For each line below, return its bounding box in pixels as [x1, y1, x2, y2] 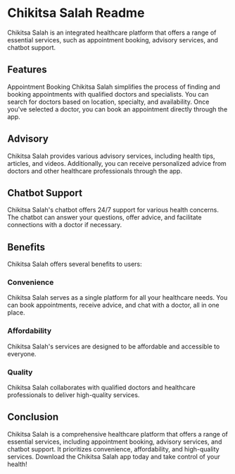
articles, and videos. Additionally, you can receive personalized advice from [7, 159, 227, 167]
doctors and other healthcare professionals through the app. [7, 166, 183, 175]
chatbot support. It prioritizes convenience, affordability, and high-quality [7, 444, 220, 453]
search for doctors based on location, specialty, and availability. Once [7, 97, 210, 106]
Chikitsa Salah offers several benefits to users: [7, 260, 142, 269]
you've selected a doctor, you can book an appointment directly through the [7, 104, 228, 114]
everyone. [7, 349, 37, 358]
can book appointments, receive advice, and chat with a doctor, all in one [7, 301, 220, 310]
